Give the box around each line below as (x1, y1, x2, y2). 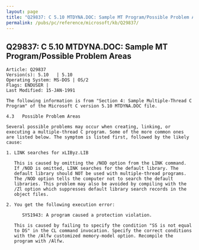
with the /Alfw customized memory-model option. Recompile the (14, 233, 174, 239)
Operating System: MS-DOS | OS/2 (6, 77, 89, 83)
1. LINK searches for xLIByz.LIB (6, 150, 89, 156)
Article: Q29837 (6, 67, 46, 73)
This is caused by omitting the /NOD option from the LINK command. (14, 160, 187, 166)
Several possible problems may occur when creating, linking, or (6, 124, 171, 130)
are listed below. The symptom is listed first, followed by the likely (6, 134, 190, 140)
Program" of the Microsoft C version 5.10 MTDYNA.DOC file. (6, 103, 158, 109)
